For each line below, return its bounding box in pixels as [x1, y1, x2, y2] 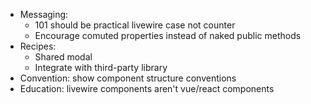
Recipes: [19, 40, 57, 52]
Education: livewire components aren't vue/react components [19, 83, 275, 94]
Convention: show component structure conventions [19, 72, 237, 84]
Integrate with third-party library [34, 62, 168, 73]
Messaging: [19, 9, 69, 20]
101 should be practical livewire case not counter [34, 19, 236, 31]
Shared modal [34, 51, 93, 63]
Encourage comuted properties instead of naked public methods [34, 30, 302, 41]
